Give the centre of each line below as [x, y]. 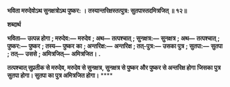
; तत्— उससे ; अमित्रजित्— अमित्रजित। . [54, 54]
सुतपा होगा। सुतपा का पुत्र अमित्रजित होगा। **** [60, 75]
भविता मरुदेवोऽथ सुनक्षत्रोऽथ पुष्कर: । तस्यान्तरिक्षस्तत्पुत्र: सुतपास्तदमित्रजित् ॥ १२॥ [97, 11]
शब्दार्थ [14, 25]
